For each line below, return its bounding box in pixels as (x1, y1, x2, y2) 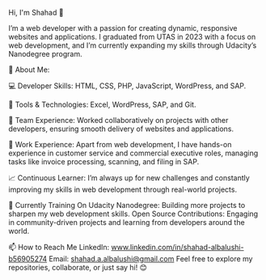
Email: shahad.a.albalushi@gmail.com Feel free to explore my (49, 254, 253, 263)
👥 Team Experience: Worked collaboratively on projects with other (8, 116, 229, 125)
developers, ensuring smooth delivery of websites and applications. (8, 124, 234, 134)
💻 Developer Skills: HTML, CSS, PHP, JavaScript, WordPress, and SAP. (8, 81, 247, 91)
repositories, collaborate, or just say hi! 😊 (8, 263, 148, 272)
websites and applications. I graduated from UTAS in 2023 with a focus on (8, 32, 256, 41)
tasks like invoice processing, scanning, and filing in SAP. (8, 157, 200, 166)
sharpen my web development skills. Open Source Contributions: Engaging (8, 209, 259, 218)
